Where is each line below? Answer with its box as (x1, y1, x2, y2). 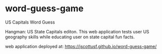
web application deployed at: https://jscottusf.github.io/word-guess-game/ (5, 43, 157, 49)
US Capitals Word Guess (5, 19, 55, 25)
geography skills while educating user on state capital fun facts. (5, 34, 135, 40)
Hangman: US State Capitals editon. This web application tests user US (5, 28, 149, 34)
